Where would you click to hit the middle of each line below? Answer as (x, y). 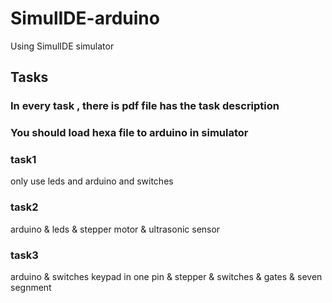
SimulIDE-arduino (85, 18)
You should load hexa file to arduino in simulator (129, 133)
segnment (31, 288)
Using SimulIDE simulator (62, 46)
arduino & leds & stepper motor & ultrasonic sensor (115, 229)
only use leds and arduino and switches (92, 181)
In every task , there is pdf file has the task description (145, 106)
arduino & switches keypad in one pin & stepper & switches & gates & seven (166, 277)
